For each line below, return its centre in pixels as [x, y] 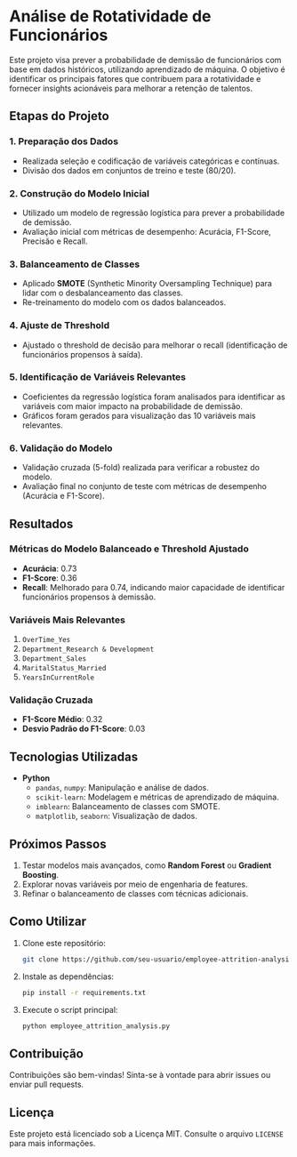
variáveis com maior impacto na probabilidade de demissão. [132, 406]
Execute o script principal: [70, 1009]
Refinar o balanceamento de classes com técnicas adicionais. [135, 894]
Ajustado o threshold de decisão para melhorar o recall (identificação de [155, 345]
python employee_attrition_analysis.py [96, 1026]
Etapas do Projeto [59, 116]
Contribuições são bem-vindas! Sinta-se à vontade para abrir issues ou [140, 1075]
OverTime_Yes [46, 640]
